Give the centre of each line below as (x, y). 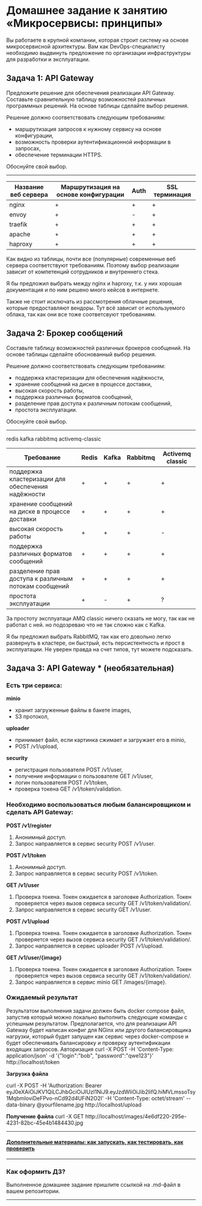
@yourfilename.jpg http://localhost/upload (89, 1105)
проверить (20, 1149)
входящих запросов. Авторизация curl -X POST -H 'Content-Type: (90, 1049)
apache (20, 234)
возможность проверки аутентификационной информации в (93, 142)
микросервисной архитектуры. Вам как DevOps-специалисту (86, 46)
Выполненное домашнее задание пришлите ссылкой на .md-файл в (93, 1185)
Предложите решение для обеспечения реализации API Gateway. (91, 93)
